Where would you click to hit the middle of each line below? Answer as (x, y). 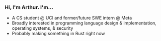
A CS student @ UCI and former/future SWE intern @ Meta (72, 18)
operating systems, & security (42, 28)
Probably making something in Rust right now (58, 34)
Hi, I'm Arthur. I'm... (29, 7)
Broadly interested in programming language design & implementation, (84, 23)
